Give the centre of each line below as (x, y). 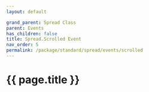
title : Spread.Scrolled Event (44, 39)
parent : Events (25, 28)
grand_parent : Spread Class (41, 22)
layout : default (26, 12)
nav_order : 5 (22, 45)
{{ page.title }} (43, 80)
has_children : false (32, 33)
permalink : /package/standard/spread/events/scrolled (75, 50)
